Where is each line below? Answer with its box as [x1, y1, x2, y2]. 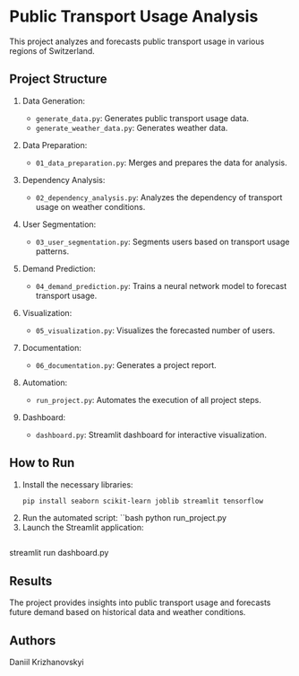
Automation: [21, 377, 68, 388]
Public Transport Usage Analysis [9, 6, 259, 27]
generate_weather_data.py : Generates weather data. [35, 122, 228, 133]
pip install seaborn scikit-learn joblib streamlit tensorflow [21, 496, 264, 505]
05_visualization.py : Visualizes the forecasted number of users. [35, 325, 276, 336]
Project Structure [9, 72, 107, 87]
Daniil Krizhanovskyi [9, 657, 85, 668]
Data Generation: [21, 95, 86, 106]
